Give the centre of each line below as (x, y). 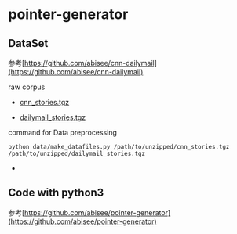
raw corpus (27, 87)
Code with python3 (56, 193)
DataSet (28, 43)
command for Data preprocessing (63, 132)
